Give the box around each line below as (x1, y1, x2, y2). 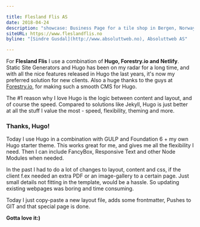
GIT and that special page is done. (6, 203, 90, 210)
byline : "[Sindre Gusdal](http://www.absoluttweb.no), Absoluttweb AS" (6, 36, 187, 42)
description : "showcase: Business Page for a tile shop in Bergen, (6, 25, 177, 31)
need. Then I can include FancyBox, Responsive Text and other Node (6, 148, 176, 156)
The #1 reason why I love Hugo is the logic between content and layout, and (6, 95, 192, 102)
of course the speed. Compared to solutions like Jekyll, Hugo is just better (6, 101, 188, 108)
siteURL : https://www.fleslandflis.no (6, 30, 102, 36)
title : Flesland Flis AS (6, 14, 68, 20)
